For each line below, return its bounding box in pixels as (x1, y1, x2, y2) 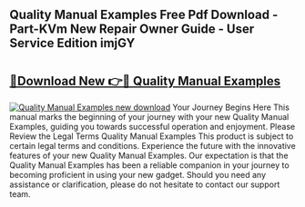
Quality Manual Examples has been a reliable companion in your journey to (9, 160, 290, 171)
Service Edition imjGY (9, 35, 136, 51)
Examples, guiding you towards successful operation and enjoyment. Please (9, 122, 296, 132)
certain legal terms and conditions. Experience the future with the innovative (9, 141, 296, 151)
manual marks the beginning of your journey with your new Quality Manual (9, 112, 290, 122)
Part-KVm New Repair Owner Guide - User (9, 22, 255, 37)
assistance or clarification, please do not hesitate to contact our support (9, 179, 280, 190)
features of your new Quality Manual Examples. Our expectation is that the (9, 150, 289, 161)
